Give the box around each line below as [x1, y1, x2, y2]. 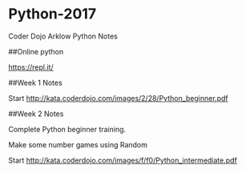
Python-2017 [8, 5, 97, 23]
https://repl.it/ [8, 62, 54, 72]
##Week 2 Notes [8, 109, 64, 119]
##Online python [8, 46, 64, 56]
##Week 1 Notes [8, 78, 63, 87]
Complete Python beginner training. [8, 124, 127, 134]
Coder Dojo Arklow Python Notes [8, 31, 118, 41]
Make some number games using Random [8, 139, 148, 149]
